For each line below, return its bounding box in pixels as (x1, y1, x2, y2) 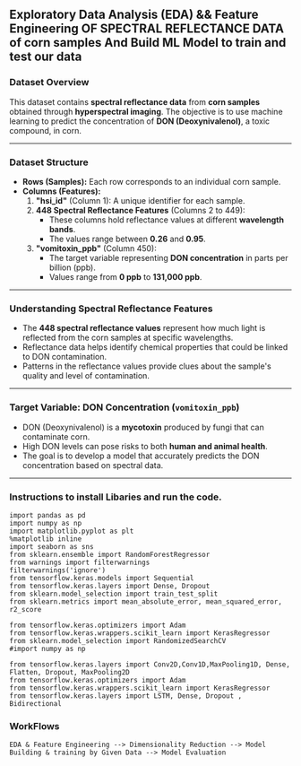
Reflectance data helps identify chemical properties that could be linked (21, 342, 288, 353)
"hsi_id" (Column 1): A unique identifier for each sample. (35, 195, 245, 205)
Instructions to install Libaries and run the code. (9, 491, 222, 503)
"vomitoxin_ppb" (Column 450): (35, 242, 157, 254)
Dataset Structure (9, 156, 90, 169)
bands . (48, 223, 76, 234)
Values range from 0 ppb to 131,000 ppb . (48, 271, 202, 282)
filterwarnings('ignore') (9, 565, 106, 575)
